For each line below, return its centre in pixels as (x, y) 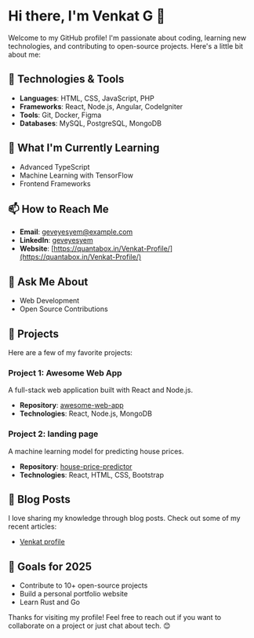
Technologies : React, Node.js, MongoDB (86, 414)
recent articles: (33, 526)
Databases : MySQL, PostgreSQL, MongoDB (91, 123)
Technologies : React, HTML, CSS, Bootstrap (92, 475)
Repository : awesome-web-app (71, 405)
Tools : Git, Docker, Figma (60, 115)
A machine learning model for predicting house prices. (96, 451)
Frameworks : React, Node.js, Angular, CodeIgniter (101, 106)
